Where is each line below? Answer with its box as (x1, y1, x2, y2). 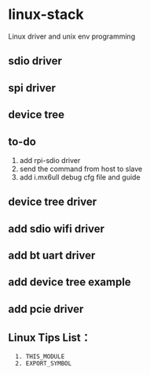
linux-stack (8, 6, 84, 24)
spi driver (8, 81, 57, 95)
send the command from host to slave (19, 164, 143, 173)
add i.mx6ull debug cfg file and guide (19, 172, 141, 182)
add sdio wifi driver (8, 222, 104, 236)
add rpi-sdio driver (19, 155, 81, 165)
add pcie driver (8, 302, 84, 316)
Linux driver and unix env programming (8, 32, 136, 41)
